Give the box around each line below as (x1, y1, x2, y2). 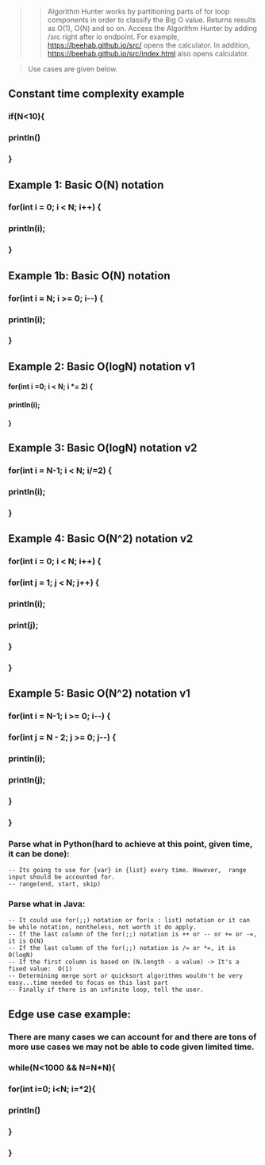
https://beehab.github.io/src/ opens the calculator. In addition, (47, 40, 251, 50)
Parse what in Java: (8, 898, 86, 909)
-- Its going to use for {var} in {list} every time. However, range (8, 866, 247, 874)
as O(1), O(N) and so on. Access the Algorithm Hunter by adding (47, 24, 258, 33)
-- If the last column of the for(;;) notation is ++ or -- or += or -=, (8, 930, 258, 939)
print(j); (8, 619, 39, 630)
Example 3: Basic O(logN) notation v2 (8, 441, 198, 455)
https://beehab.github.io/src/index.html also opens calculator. (47, 49, 249, 58)
